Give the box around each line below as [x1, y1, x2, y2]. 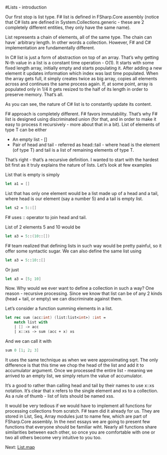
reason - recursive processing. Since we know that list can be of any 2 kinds [5, 290, 163, 296]
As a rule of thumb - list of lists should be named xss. [5, 393, 115, 399]
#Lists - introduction [5, 4, 47, 10]
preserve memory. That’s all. [5, 92, 64, 97]
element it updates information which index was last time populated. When [5, 70, 159, 76]
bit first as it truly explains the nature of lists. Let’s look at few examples [5, 162, 152, 168]
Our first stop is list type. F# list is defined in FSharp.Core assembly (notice [5, 14, 160, 19]
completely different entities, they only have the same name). [5, 24, 131, 30]
